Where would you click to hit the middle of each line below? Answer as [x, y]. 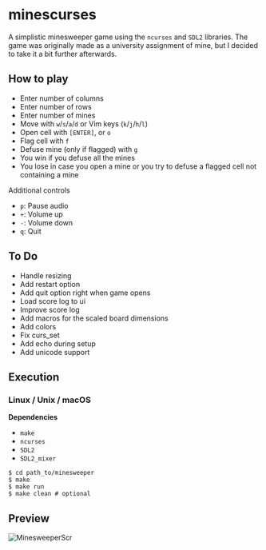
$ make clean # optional [50, 494]
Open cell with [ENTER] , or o [65, 132]
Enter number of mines [58, 115]
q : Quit [30, 231]
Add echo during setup [58, 343]
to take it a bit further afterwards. [63, 54]
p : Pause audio [44, 205]
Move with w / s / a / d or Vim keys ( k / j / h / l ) [84, 124]
